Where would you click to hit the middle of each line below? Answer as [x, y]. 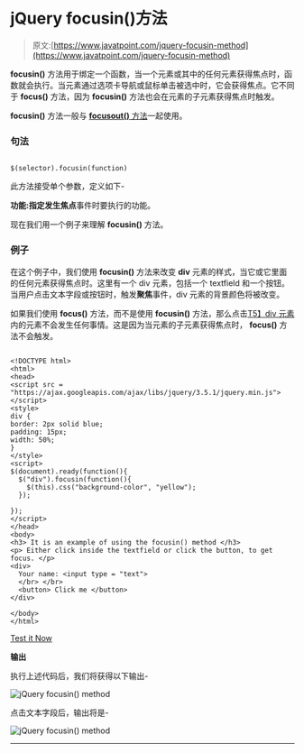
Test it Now [32, 638]
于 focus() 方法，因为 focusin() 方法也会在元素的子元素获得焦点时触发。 [145, 96]
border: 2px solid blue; [57, 424]
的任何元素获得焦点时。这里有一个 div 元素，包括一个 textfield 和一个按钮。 [150, 283]
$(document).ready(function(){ [69, 471]
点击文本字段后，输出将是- [60, 712]
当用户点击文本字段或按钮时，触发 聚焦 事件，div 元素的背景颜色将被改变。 [147, 294]
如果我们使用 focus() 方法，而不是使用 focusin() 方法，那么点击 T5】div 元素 [152, 313]
